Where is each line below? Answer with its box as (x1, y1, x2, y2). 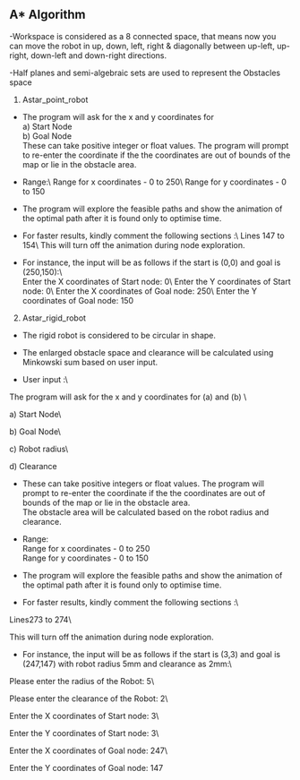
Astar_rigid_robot (21, 313, 87, 323)
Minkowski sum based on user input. (21, 356, 159, 367)
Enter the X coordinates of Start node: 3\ (9, 710, 159, 721)
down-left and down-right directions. (30, 49, 167, 61)
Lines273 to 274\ (9, 613, 72, 625)
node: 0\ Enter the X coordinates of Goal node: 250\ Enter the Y (21, 286, 258, 296)
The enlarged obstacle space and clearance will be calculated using (21, 347, 274, 357)
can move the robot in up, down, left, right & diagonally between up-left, (9, 40, 275, 51)
